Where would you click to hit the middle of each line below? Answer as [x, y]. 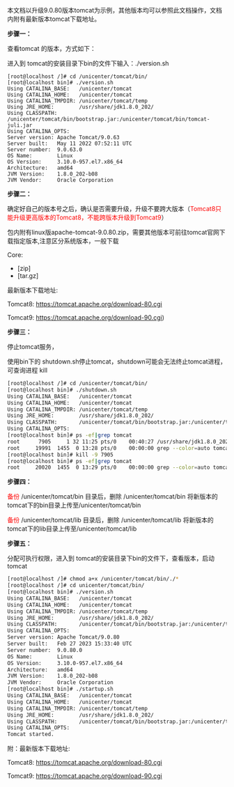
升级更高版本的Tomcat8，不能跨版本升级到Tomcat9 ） [90, 217]
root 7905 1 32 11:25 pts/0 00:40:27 [81, 442]
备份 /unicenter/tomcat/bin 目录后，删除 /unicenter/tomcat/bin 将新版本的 [112, 497]
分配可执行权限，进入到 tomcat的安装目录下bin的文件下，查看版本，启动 [111, 559]
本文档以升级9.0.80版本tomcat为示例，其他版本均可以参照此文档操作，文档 [115, 10]
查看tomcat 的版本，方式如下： [52, 48]
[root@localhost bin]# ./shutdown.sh [62, 390]
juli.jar [20, 125]
